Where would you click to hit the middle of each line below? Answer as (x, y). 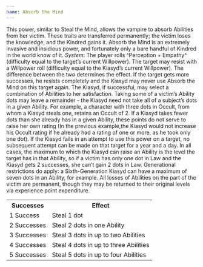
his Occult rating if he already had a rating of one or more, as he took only (98, 132)
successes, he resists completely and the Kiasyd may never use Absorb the (101, 81)
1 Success (24, 215)
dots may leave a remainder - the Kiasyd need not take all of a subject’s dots (102, 100)
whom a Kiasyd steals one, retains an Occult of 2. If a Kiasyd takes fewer (97, 113)
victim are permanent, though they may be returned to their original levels (98, 184)
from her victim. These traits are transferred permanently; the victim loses (98, 35)
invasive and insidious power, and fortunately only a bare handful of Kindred (101, 49)
